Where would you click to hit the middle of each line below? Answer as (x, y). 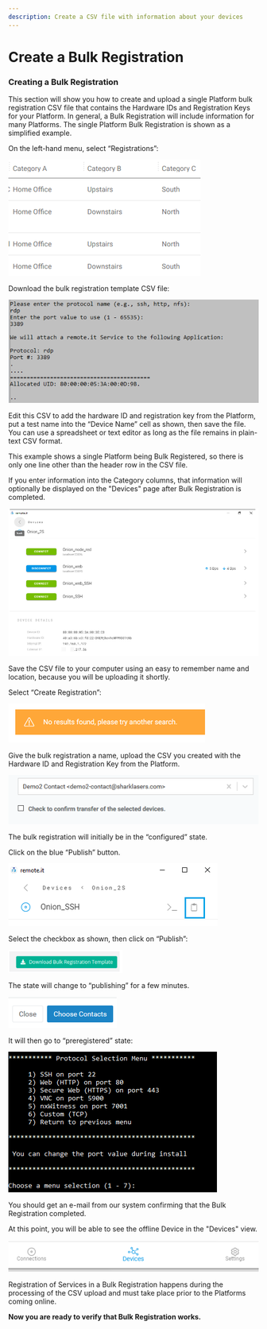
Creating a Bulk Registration (64, 82)
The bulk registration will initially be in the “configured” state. (108, 837)
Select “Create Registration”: (55, 692)
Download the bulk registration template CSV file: (89, 289)
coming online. (33, 1302)
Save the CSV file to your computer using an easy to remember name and (129, 668)
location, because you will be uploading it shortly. (89, 676)
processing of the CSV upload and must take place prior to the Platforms (127, 1293)
